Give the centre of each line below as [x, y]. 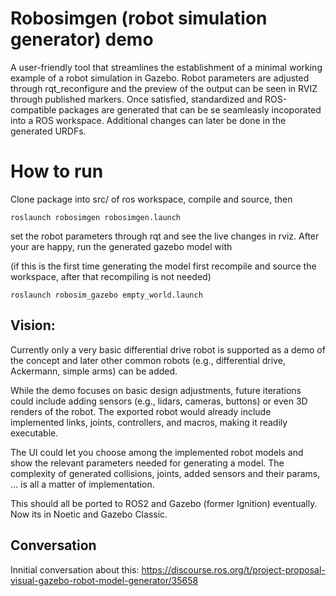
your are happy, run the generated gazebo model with [121, 246]
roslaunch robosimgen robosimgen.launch [96, 217]
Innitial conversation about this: [75, 569]
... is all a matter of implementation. [82, 484]
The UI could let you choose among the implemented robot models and [157, 452]
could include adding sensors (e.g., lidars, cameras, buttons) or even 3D [159, 401]
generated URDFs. [48, 131]
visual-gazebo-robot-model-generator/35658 [104, 580]
